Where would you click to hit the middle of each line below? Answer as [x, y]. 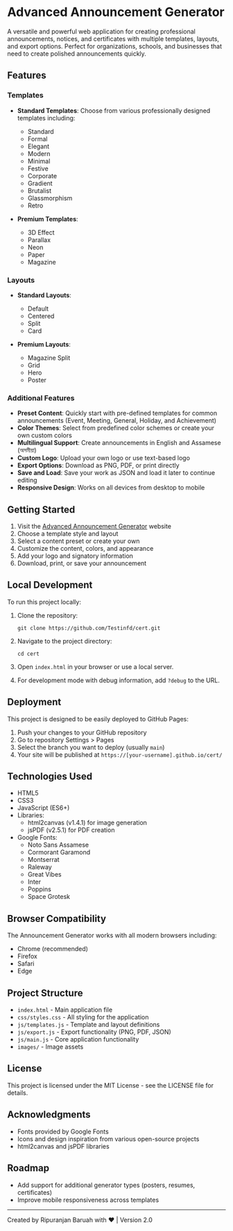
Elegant [38, 146]
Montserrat [44, 860]
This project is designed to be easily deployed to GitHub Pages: [98, 719]
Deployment [34, 702]
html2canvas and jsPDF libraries [63, 1146]
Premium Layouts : [44, 344]
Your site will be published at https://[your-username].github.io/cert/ [120, 754]
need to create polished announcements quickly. [77, 54]
